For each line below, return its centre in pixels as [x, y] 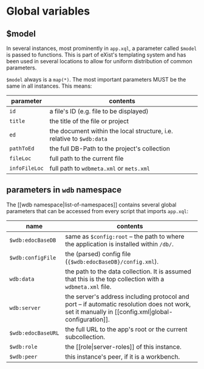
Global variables [48, 11]
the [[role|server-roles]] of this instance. [123, 346]
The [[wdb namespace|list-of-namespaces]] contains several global [91, 205]
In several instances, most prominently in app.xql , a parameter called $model [102, 48]
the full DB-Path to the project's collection [110, 149]
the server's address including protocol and [127, 297]
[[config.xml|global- [144, 312]
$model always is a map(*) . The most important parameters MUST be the [96, 79]
